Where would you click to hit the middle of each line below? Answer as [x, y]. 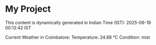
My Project [28, 9]
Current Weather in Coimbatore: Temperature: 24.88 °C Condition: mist [78, 37]
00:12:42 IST [18, 27]
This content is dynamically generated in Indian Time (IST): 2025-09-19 [78, 22]
